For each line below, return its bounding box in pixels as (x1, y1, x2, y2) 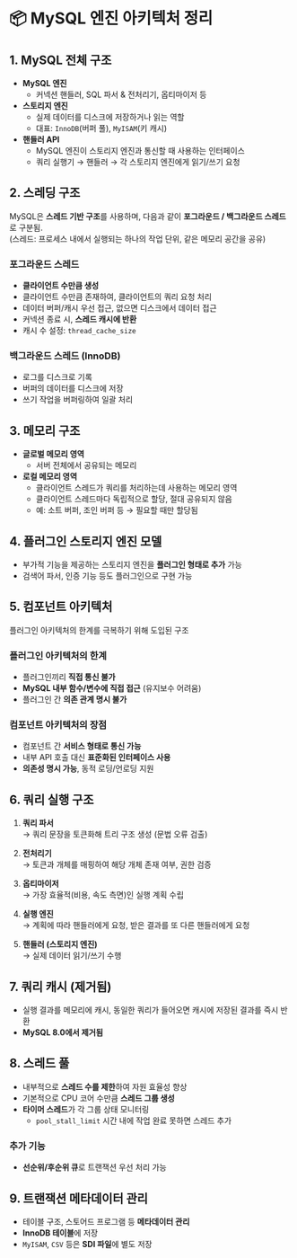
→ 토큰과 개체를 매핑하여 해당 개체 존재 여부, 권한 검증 (22, 859, 212, 870)
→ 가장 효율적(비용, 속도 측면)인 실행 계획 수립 (22, 890, 184, 900)
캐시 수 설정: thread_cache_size (22, 325, 136, 336)
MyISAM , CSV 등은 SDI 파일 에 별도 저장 (22, 1238, 153, 1249)
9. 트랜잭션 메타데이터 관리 (9, 1191, 148, 1206)
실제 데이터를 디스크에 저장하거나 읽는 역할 (35, 111, 186, 122)
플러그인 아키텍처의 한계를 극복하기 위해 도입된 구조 (9, 625, 189, 635)
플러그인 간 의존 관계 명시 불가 (22, 694, 127, 705)
